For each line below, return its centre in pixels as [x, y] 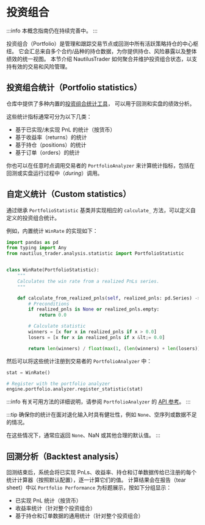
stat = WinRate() [28, 373]
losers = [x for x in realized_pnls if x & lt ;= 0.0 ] [97, 337]
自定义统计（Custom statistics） [69, 194]
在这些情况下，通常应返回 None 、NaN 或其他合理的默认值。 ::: [83, 435]
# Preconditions [49, 304]
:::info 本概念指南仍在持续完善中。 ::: [52, 31]
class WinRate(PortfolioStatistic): [53, 270]
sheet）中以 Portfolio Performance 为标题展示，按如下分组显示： [89, 488]
